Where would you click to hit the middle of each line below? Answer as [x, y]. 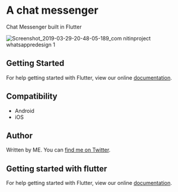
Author [19, 135]
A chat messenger [53, 10]
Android [24, 111]
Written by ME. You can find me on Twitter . [58, 150]
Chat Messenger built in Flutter [44, 27]
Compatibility [32, 97]
